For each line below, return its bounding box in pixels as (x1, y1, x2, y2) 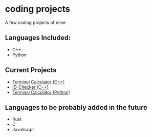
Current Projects (5, 66, 57, 74)
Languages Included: (5, 34, 71, 42)
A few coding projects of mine (5, 20, 66, 25)
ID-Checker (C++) (12, 84, 49, 90)
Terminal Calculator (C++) (12, 79, 65, 85)
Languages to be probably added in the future (5, 103, 148, 112)
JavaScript (12, 127, 34, 133)
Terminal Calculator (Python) (12, 89, 70, 95)
